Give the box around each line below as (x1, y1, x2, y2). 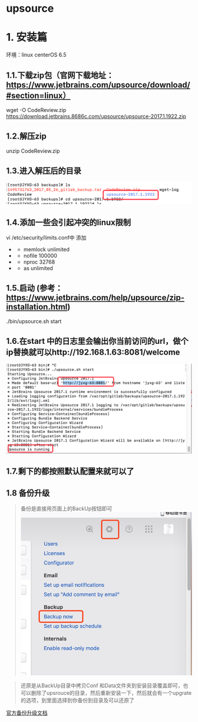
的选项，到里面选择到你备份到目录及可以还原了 (20, 697, 134, 704)
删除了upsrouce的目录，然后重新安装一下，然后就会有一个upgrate (31, 689, 192, 696)
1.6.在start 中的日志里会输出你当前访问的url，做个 (6, 336, 189, 346)
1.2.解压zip (6, 132, 47, 142)
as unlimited (23, 264, 53, 271)
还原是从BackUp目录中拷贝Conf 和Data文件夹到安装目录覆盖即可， (20, 682, 183, 689)
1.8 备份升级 (6, 488, 50, 498)
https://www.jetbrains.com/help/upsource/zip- (6, 293, 184, 303)
